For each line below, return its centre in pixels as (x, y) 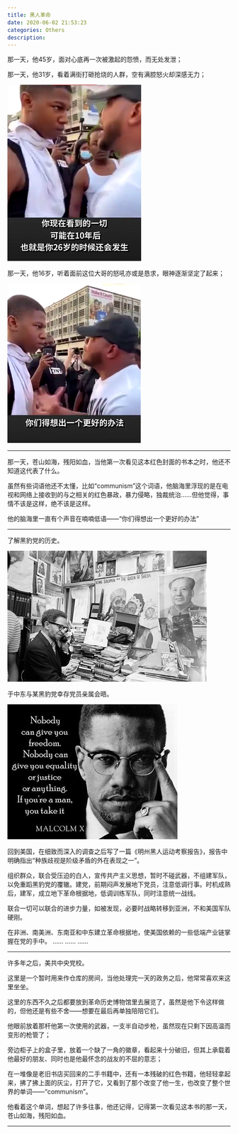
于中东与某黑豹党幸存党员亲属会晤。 (60, 694)
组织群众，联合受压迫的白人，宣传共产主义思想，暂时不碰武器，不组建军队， (119, 876)
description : (27, 38)
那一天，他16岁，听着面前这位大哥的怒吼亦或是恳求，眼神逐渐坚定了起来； (116, 273)
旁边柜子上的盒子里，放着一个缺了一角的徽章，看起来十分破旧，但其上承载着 (119, 1050)
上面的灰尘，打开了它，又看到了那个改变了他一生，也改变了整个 (131, 1083)
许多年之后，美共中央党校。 (48, 963)
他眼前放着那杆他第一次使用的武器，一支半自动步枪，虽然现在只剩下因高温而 (119, 1026)
